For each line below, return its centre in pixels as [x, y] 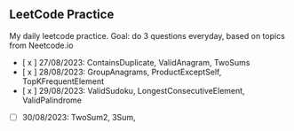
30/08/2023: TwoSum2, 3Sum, [79, 117]
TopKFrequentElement [63, 81]
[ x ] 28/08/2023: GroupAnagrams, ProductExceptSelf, [122, 72]
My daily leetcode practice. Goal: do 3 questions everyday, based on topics [147, 35]
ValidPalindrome [52, 100]
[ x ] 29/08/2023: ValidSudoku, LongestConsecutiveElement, [134, 90]
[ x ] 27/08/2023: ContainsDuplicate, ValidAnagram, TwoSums [136, 62]
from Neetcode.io [41, 45]
